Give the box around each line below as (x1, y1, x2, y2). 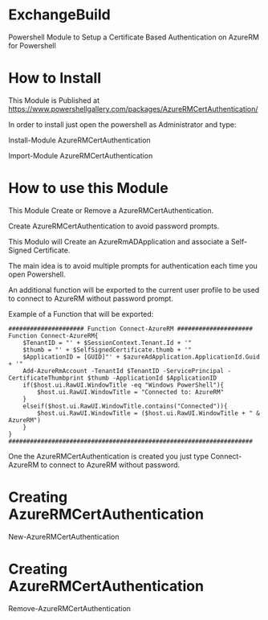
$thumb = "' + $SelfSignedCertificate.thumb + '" (22, 346, 193, 354)
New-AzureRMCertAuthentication (8, 532, 120, 541)
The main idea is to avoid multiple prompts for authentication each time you (8, 261, 258, 270)
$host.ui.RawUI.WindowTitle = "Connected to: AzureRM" (37, 388, 225, 396)
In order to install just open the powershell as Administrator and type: (8, 119, 237, 129)
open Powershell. (8, 269, 66, 279)
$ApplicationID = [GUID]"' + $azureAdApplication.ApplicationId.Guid (22, 352, 261, 361)
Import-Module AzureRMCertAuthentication (8, 150, 153, 160)
